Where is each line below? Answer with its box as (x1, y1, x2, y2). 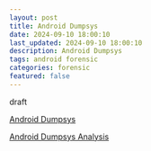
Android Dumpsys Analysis (9, 131, 110, 142)
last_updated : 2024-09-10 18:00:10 (9, 38, 143, 48)
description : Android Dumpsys (9, 47, 123, 56)
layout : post (9, 13, 58, 22)
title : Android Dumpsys (9, 22, 99, 31)
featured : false (9, 72, 70, 81)
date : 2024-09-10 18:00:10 (9, 30, 111, 39)
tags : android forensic (9, 55, 99, 64)
